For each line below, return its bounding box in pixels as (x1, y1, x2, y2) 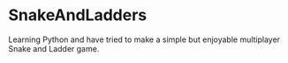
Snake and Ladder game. (8, 43, 100, 53)
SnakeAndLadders (8, 5, 148, 25)
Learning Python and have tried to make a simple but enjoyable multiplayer (8, 34, 280, 45)
